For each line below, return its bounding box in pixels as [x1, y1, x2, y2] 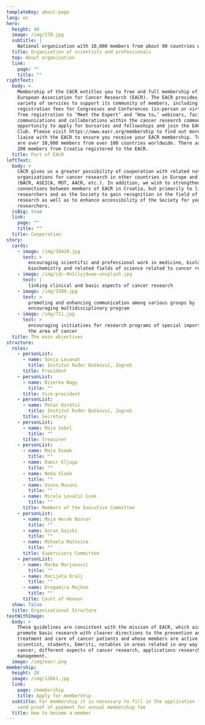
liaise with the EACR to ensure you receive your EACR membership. [17, 134, 192, 141]
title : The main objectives [12, 333, 84, 340]
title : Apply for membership [17, 693, 92, 699]
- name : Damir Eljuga [22, 459, 78, 465]
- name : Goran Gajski [22, 528, 78, 534]
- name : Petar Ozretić [22, 402, 81, 408]
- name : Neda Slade [22, 470, 72, 477]
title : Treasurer [22, 436, 67, 442]
